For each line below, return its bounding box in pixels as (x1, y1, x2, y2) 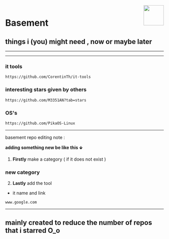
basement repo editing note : (5, 134, 65, 140)
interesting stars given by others (5, 86, 87, 93)
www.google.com (5, 200, 37, 205)
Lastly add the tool (12, 180, 52, 186)
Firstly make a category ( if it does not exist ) (12, 156, 107, 162)
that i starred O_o (5, 226, 60, 234)
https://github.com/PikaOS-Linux (5, 121, 75, 126)
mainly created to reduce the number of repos (5, 218, 152, 227)
